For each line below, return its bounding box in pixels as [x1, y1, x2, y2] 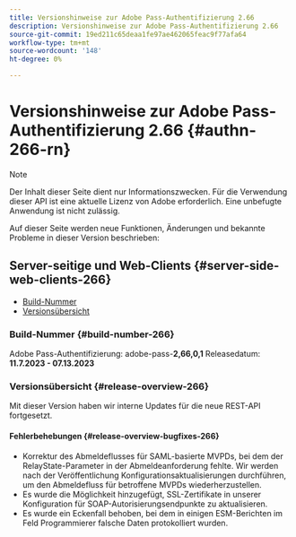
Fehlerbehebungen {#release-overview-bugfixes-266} [9, 430, 220, 441]
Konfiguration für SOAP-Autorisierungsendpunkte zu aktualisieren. [22, 498, 268, 509]
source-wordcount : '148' [9, 47, 102, 56]
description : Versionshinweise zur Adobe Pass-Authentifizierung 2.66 [9, 22, 279, 30]
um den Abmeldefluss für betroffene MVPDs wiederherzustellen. [22, 479, 262, 489]
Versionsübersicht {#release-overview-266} [9, 380, 209, 393]
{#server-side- [194, 258, 280, 273]
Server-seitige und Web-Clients [9, 258, 192, 273]
